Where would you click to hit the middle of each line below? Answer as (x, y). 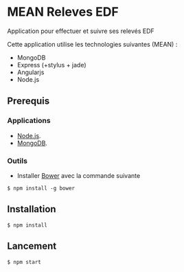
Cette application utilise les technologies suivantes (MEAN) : (92, 44)
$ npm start (24, 262)
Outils (17, 161)
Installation (32, 209)
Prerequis (28, 101)
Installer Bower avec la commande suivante (79, 175)
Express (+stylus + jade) (52, 65)
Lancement (32, 246)
